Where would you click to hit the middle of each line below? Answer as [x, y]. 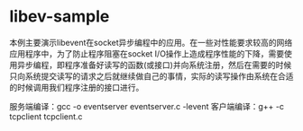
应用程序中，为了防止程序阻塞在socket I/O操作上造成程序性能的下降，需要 [147, 53]
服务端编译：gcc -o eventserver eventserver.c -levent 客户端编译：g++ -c [147, 106]
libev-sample [60, 17]
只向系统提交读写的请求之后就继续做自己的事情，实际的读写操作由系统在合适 [151, 76]
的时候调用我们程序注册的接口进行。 [77, 87]
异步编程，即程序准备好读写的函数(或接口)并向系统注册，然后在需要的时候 [154, 65]
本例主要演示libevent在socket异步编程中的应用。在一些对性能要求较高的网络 [151, 42]
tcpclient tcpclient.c [46, 116]
